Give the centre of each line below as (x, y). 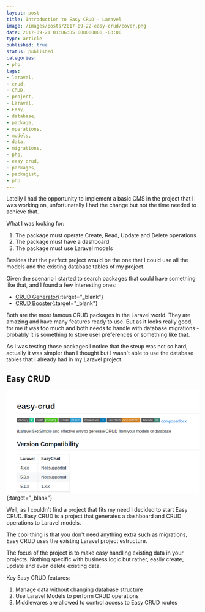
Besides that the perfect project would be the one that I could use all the (97, 260)
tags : (13, 71)
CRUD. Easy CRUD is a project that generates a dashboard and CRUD (94, 516)
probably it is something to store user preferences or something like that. (98, 335)
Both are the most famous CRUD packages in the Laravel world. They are (99, 315)
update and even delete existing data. (54, 566)
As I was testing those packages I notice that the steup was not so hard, (97, 347)
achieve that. (23, 212)
